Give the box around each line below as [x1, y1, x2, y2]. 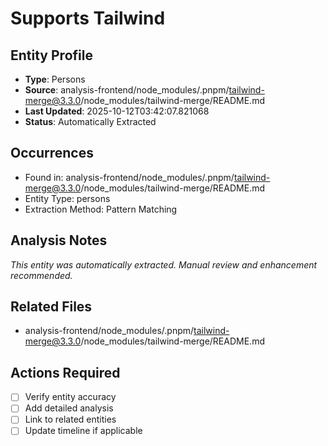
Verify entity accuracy [24, 391, 117, 403]
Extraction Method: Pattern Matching [24, 203, 178, 215]
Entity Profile [10, 47, 93, 64]
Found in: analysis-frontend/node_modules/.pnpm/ [24, 171, 235, 183]
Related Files [10, 298, 93, 316]
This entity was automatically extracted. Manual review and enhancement [10, 258, 318, 271]
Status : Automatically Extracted [24, 116, 157, 127]
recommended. [10, 269, 73, 281]
